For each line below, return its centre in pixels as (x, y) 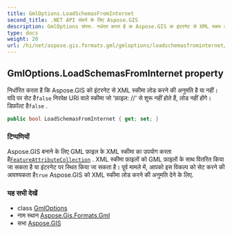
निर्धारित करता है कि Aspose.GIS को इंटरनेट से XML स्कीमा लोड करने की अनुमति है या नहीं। (113, 90)
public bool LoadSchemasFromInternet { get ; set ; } (83, 119)
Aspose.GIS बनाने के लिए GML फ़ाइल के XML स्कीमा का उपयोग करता (89, 151)
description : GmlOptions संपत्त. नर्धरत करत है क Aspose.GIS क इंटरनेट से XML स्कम (114, 26)
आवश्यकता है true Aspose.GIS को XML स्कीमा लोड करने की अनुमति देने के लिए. (100, 175)
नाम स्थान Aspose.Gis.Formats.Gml (64, 215)
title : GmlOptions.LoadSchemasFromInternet (71, 13)
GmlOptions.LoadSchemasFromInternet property (115, 74)
